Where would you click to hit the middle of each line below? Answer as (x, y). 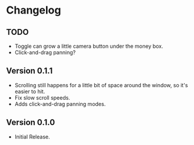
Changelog (34, 10)
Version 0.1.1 (29, 71)
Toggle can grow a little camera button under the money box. (89, 46)
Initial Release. (32, 137)
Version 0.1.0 (31, 122)
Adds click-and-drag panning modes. (60, 104)
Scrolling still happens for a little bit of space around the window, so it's (101, 85)
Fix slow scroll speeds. (42, 97)
